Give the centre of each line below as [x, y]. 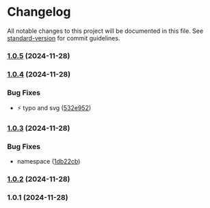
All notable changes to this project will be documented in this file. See [105, 31]
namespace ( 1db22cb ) [49, 161]
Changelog [39, 12]
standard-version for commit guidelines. [64, 38]
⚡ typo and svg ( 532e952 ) [54, 108]
